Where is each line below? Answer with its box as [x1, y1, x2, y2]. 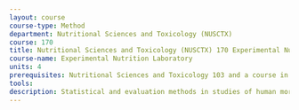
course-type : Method [9, 21, 86, 30]
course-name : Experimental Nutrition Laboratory [9, 54, 193, 63]
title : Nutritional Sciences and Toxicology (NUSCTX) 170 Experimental [9, 46, 280, 55]
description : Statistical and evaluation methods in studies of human [9, 87, 277, 96]
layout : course [9, 12, 66, 22]
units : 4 [9, 63, 42, 72]
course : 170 [9, 37, 53, 47]
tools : [9, 79, 34, 88]
